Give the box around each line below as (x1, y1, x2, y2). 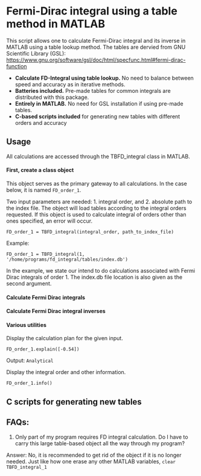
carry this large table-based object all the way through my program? (14, 439, 185, 447)
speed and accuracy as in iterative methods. (14, 80, 126, 88)
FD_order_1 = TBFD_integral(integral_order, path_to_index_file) (6, 229, 174, 235)
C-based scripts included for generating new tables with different (14, 113, 180, 120)
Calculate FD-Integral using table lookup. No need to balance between (14, 74, 194, 81)
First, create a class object (6, 167, 74, 174)
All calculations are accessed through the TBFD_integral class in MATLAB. (6, 153, 190, 160)
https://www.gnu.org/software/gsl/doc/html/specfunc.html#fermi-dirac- (6, 56, 186, 63)
